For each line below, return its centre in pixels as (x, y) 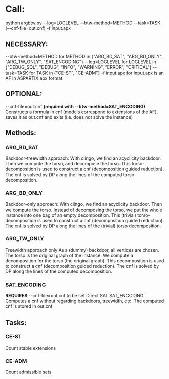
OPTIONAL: (24, 94)
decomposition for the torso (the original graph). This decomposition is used (85, 261)
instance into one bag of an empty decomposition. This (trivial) (71, 215)
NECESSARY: (27, 44)
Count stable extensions (31, 348)
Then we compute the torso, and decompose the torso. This (68, 164)
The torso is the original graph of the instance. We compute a (69, 255)
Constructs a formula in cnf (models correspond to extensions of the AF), (82, 112)
